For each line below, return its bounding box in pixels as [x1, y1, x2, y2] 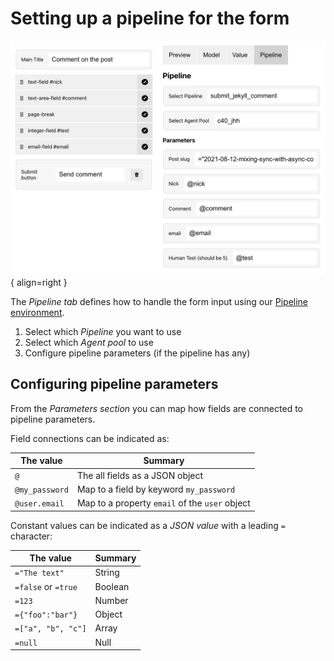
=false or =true [14, 580, 78, 592]
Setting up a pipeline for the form [10, 7, 290, 30]
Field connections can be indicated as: [10, 432, 170, 444]
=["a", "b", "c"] [14, 624, 87, 634]
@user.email [14, 499, 65, 509]
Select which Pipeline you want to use [24, 325, 182, 337]
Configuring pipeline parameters [10, 376, 219, 393]
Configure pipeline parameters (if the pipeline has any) [24, 347, 251, 359]
